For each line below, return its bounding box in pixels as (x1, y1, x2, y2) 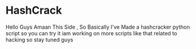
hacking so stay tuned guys (5, 36, 74, 43)
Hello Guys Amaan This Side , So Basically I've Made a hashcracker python (5, 23, 190, 30)
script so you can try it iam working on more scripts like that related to (5, 29, 178, 36)
